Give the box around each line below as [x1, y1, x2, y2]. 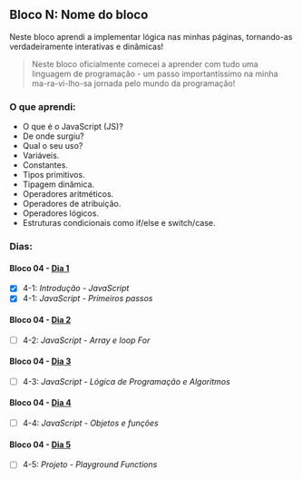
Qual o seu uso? [22, 141, 83, 152]
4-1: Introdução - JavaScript [22, 283, 130, 294]
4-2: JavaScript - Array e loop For [22, 335, 151, 346]
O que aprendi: [9, 100, 76, 112]
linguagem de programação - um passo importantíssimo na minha [31, 68, 278, 79]
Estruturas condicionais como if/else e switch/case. [22, 218, 216, 229]
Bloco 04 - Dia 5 [9, 439, 71, 450]
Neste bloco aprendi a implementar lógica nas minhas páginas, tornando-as [9, 31, 293, 42]
